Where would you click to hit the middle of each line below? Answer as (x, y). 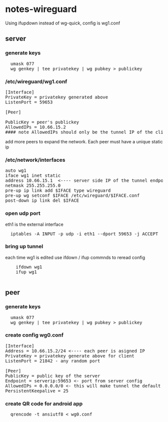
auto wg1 (16, 171)
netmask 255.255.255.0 (33, 186)
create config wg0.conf (34, 335)
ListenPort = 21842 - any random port (53, 361)
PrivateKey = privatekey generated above (57, 97)
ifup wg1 (26, 272)
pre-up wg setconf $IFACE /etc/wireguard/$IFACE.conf (72, 196)
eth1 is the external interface (34, 224)
